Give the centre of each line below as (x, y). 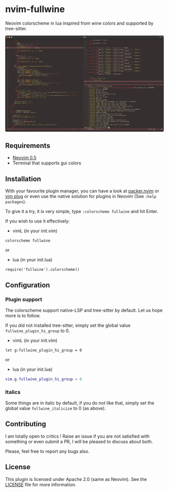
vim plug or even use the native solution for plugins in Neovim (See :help (81, 196)
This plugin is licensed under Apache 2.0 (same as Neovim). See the (76, 479)
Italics (13, 392)
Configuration (28, 285)
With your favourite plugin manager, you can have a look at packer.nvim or (82, 191)
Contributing (26, 424)
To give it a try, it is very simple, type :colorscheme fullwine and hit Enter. (82, 212)
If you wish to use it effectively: (37, 221)
